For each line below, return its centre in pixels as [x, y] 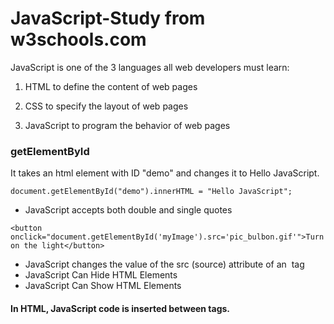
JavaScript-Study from [108, 18]
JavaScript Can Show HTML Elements [103, 286]
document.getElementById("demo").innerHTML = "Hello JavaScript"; [151, 192]
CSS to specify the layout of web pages [106, 106]
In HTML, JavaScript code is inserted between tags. [120, 308]
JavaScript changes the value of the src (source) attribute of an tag [164, 264]
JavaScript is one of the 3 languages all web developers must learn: [150, 67]
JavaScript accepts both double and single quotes [128, 210]
